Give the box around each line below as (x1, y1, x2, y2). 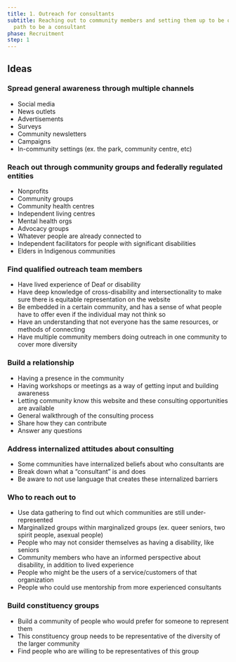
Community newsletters (17, 130, 86, 138)
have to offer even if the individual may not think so (17, 311, 166, 319)
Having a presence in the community (17, 374, 124, 382)
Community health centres (17, 202, 95, 211)
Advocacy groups (17, 225, 69, 233)
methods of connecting (17, 325, 86, 334)
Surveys (17, 122, 42, 130)
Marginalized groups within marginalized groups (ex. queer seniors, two (17, 523, 225, 532)
